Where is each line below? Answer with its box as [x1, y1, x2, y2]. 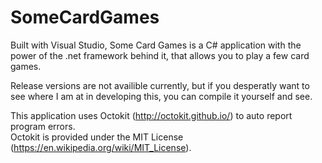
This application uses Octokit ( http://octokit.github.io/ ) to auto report [10, 109, 293, 121]
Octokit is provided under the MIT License [10, 131, 184, 143]
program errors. [10, 120, 76, 132]
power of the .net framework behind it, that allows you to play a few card [10, 49, 310, 61]
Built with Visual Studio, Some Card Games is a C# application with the [10, 39, 302, 51]
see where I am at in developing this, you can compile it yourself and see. [10, 90, 313, 102]
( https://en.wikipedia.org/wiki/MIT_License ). [10, 141, 192, 153]
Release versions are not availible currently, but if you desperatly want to [10, 79, 310, 91]
